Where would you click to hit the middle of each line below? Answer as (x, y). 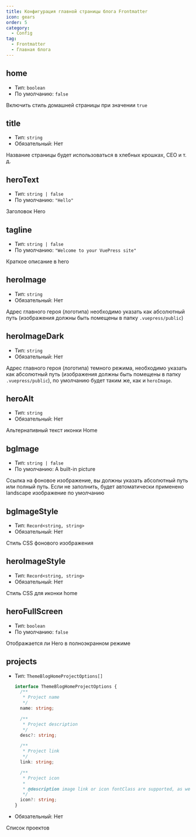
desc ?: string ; (39, 735)
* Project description (50, 724)
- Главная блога (31, 50)
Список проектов (28, 828)
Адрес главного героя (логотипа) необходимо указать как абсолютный (96, 312)
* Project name (41, 698)
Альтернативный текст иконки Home (52, 431)
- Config (22, 33)
